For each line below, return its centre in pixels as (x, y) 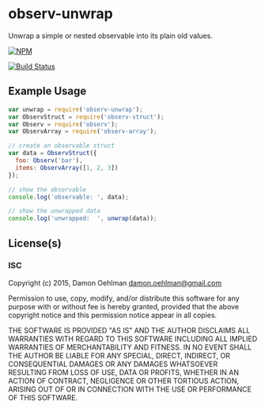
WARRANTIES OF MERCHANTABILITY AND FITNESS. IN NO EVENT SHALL (130, 347)
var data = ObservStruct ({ (53, 153)
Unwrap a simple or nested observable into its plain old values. (111, 36)
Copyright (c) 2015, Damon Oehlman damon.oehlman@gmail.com (115, 282)
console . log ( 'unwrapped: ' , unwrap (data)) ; (83, 218)
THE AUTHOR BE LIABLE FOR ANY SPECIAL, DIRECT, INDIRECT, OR (119, 355)
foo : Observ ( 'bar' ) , (49, 161)
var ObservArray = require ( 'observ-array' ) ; (83, 131)
